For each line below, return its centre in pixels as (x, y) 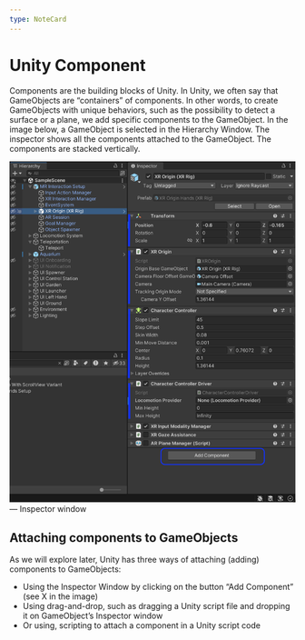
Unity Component (78, 65)
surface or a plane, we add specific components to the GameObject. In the (149, 119)
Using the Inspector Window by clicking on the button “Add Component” (158, 587)
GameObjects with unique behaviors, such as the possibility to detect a (142, 110)
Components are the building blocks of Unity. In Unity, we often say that (144, 90)
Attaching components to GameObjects (124, 538)
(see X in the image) (60, 596)
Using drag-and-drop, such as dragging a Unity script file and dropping (156, 606)
